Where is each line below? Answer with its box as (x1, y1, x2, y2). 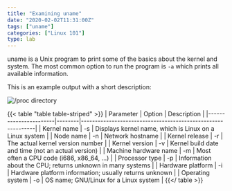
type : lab (7, 36, 36, 43)
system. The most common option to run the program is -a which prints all (7, 62, 220, 71)
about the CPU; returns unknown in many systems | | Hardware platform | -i (7, 161, 223, 170)
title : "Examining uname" (7, 10, 82, 17)
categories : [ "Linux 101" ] (7, 29, 85, 37)
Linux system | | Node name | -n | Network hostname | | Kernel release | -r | (7, 132, 223, 140)
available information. (7, 70, 69, 78)
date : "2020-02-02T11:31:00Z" (7, 17, 95, 24)
